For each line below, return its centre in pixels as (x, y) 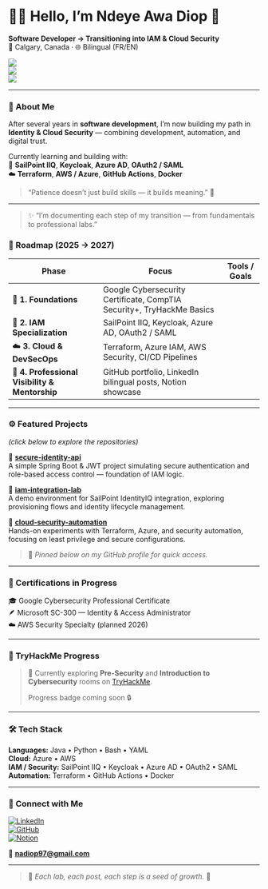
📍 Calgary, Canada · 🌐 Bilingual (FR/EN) (73, 46)
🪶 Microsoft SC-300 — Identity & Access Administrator (100, 613)
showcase (122, 392)
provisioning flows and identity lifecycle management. (97, 506)
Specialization (40, 333)
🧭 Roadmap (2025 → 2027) (61, 245)
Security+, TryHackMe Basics (159, 309)
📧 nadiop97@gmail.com (49, 854)
